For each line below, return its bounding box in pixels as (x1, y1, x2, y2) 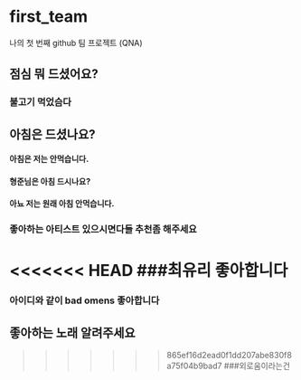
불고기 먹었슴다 (9, 96, 72, 109)
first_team (9, 6, 89, 27)
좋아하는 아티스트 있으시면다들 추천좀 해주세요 (9, 223, 197, 236)
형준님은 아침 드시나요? (9, 176, 91, 186)
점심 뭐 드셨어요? (9, 66, 99, 82)
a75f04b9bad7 (166, 360, 222, 372)
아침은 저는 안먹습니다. (9, 154, 89, 165)
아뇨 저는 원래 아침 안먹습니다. (9, 198, 115, 209)
